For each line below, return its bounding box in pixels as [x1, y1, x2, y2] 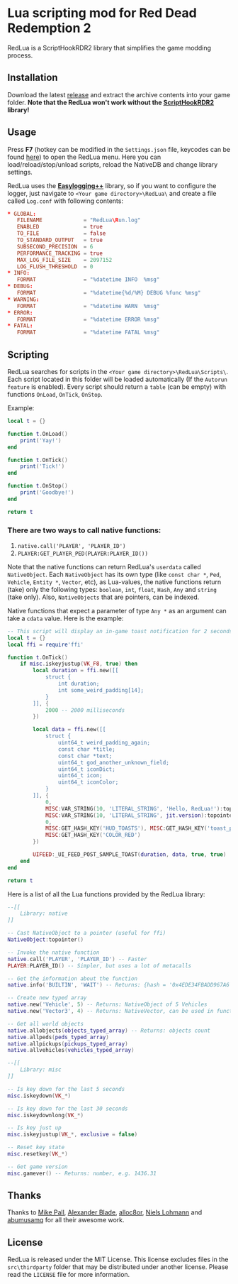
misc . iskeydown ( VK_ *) [7, 1092, 72, 1099]
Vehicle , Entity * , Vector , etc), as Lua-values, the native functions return [7, 577, 222, 586]
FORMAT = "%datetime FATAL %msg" [16, 329, 160, 336]
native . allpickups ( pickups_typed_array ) [7, 1040, 129, 1048]
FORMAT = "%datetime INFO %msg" [16, 276, 160, 283]
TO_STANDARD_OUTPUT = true [16, 236, 103, 244]
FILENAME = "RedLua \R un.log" [16, 216, 141, 224]
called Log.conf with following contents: [7, 197, 124, 205]
